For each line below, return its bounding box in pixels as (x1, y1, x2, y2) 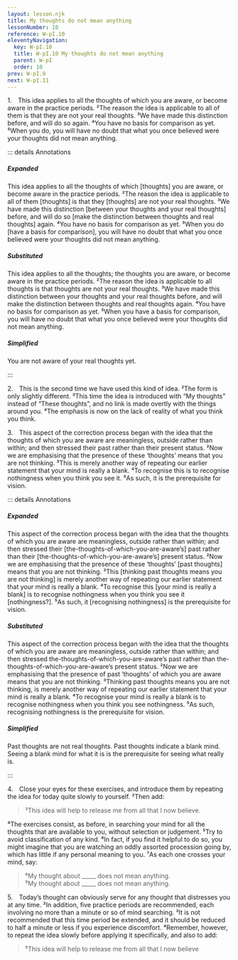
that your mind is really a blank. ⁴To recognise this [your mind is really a (7, 582, 217, 592)
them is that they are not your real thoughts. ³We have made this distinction (7, 111, 228, 120)
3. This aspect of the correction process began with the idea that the (7, 428, 213, 437)
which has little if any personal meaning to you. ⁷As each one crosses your (7, 850, 226, 859)
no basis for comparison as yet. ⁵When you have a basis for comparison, (7, 307, 220, 316)
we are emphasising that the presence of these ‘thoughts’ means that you (7, 451, 223, 460)
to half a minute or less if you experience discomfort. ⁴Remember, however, (7, 924, 229, 932)
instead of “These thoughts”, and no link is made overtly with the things (7, 400, 217, 408)
